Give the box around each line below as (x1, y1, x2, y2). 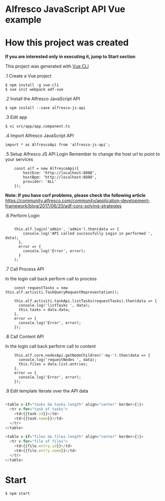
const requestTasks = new (14, 285, 68, 290)
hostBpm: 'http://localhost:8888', (23, 175, 97, 180)
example (5, 14, 42, 25)
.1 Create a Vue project (5, 73, 52, 79)
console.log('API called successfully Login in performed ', (23, 231, 153, 236)
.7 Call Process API (5, 266, 44, 272)
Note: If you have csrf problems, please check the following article (5, 192, 146, 198)
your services (5, 156, 33, 162)
